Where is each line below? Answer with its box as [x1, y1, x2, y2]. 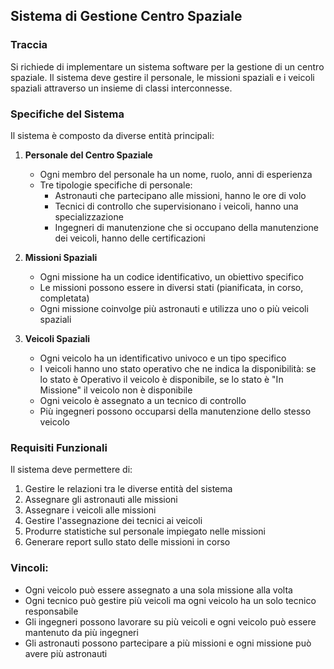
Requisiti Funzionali [10, 440, 108, 454]
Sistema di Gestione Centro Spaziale [10, 8, 243, 25]
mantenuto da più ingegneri [24, 626, 139, 638]
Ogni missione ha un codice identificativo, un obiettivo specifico [39, 270, 304, 283]
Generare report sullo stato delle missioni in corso [24, 536, 231, 548]
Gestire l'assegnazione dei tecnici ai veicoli [24, 515, 203, 527]
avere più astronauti [24, 647, 108, 659]
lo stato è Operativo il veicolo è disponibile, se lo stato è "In [39, 373, 284, 385]
